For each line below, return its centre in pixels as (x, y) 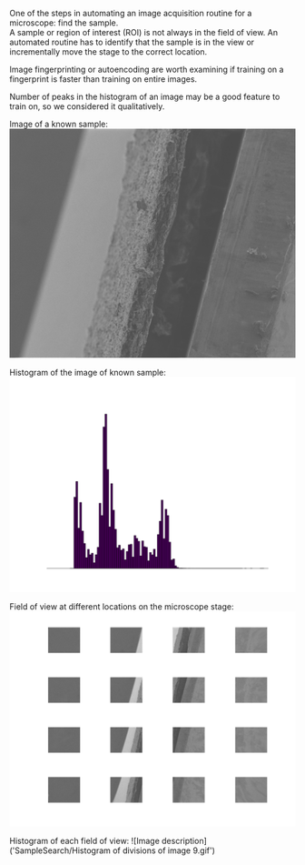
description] (184, 841)
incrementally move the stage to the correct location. (108, 52)
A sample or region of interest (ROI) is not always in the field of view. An (144, 32)
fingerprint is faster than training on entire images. (103, 79)
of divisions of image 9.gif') (164, 850)
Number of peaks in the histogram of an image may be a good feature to (145, 96)
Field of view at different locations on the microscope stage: (122, 607)
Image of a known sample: (59, 124)
